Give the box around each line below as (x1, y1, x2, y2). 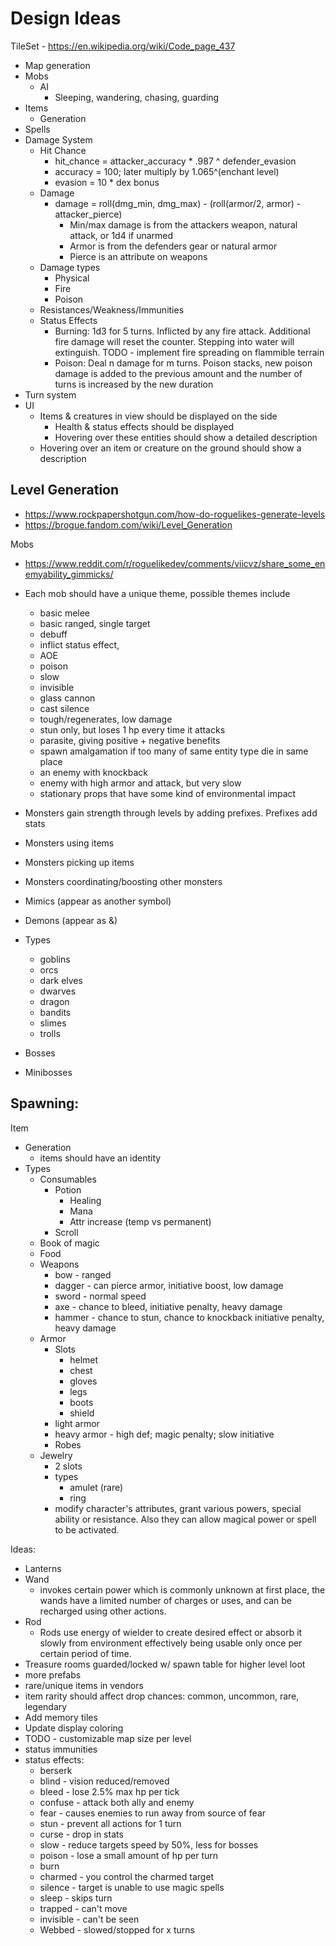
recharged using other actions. (39, 1605, 167, 1617)
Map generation (24, 59, 91, 71)
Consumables (39, 1173, 97, 1185)
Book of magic (39, 1237, 100, 1249)
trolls (39, 1027, 61, 1039)
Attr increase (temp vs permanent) (69, 1215, 212, 1227)
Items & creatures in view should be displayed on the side (39, 410, 278, 422)
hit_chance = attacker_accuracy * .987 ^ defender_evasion (54, 155, 297, 167)
